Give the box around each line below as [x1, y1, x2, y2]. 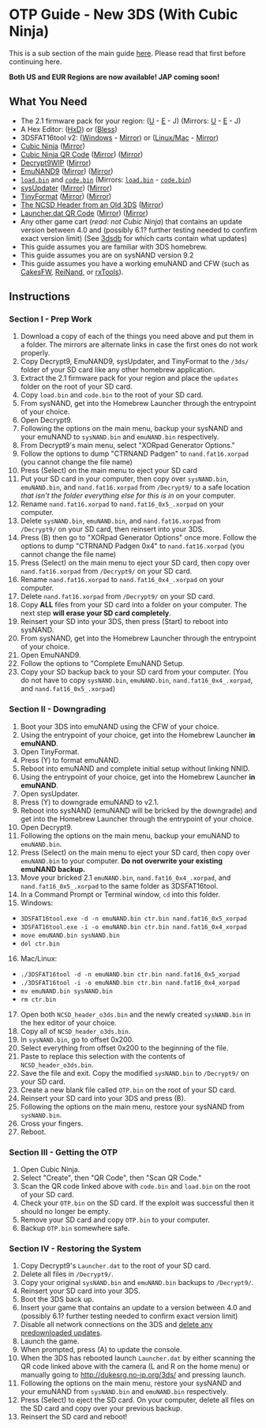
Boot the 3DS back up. [20, 1295, 94, 1304]
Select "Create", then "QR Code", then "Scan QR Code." [20, 1173, 202, 1182]
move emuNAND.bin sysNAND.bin [20, 931, 121, 939]
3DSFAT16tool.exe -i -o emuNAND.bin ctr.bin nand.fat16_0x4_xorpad [20, 923, 247, 931]
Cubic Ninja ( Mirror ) [20, 141, 86, 151]
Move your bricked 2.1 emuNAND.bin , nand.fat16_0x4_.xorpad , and [20, 873, 231, 882]
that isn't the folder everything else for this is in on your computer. [20, 491, 236, 501]
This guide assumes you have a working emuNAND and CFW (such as [20, 258, 249, 268]
